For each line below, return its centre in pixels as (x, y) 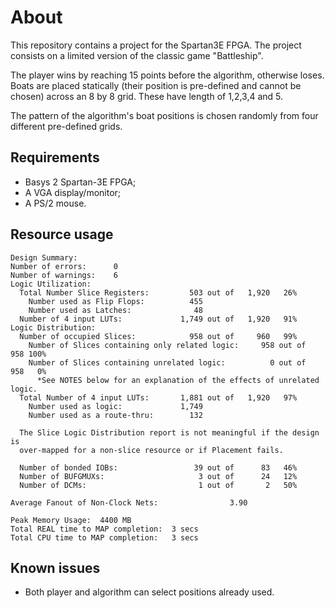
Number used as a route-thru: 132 (115, 415)
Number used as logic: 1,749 (115, 406)
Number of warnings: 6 (64, 275)
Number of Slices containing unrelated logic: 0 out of (167, 362)
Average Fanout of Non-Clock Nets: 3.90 (129, 502)
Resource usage (62, 234)
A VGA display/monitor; (73, 192)
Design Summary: (44, 257)
